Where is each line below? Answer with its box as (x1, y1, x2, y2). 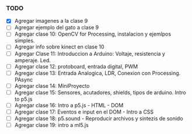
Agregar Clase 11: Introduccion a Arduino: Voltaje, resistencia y (14, 50, 165, 57)
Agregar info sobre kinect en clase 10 (14, 43, 104, 50)
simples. (14, 37, 35, 44)
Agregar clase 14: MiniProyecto (14, 82, 90, 89)
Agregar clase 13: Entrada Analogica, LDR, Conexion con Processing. (14, 69, 181, 77)
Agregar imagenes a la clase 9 (14, 18, 88, 25)
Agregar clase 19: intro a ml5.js (14, 122, 89, 129)
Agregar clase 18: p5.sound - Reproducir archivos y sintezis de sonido (14, 115, 183, 122)
